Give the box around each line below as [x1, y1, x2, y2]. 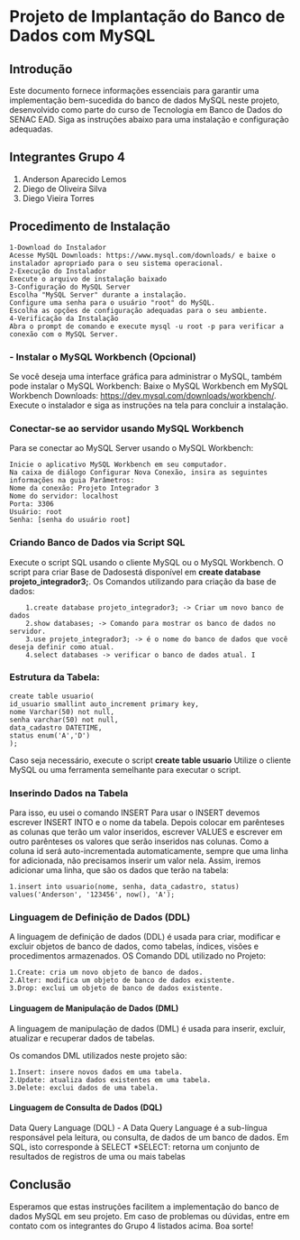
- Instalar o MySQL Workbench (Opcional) [9, 350, 196, 363]
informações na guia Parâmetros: [9, 476, 135, 485]
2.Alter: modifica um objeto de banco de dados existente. [9, 976, 236, 985]
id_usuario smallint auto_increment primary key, [9, 699, 200, 709]
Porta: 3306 [9, 500, 54, 509]
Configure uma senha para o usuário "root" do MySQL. [9, 298, 216, 308]
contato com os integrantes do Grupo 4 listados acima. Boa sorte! [9, 1220, 254, 1231]
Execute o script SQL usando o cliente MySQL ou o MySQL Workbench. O [9, 556, 284, 567]
